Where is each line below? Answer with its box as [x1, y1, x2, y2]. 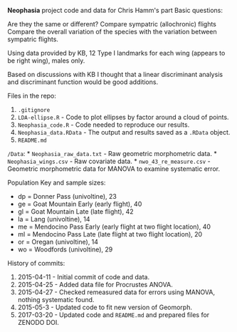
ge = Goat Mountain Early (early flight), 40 [17, 199, 142, 208]
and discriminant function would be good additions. [7, 78, 159, 86]
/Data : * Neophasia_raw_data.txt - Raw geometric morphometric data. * [7, 150, 217, 157]
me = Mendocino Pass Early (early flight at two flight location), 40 [17, 222, 211, 231]
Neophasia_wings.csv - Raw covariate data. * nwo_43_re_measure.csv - [7, 157, 211, 165]
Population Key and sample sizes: [7, 178, 106, 187]
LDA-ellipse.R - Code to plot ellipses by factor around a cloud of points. [17, 113, 229, 121]
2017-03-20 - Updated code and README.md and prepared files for [17, 311, 210, 319]
